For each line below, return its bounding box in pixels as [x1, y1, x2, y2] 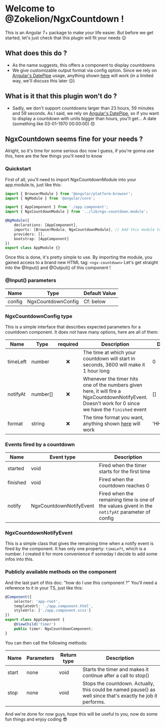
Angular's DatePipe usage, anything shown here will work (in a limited [12, 72, 154, 79]
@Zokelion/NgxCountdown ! [5, 13, 124, 25]
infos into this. [5, 556, 34, 562]
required [58, 341, 79, 348]
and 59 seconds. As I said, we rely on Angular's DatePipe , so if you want [12, 110, 159, 116]
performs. [82, 698, 106, 705]
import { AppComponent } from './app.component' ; [5, 205, 109, 210]
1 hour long [82, 367, 110, 374]
